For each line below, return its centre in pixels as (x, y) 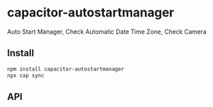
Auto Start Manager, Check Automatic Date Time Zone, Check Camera (107, 32)
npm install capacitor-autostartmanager (66, 69)
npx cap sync (26, 75)
